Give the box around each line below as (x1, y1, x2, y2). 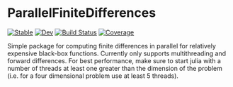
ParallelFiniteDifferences (7, 5, 157, 21)
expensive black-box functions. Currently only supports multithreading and (7, 49, 227, 58)
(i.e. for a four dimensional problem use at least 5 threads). (7, 72, 179, 80)
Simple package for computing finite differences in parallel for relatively (7, 41, 216, 50)
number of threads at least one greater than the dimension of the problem (7, 64, 223, 72)
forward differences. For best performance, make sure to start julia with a (7, 56, 222, 65)
